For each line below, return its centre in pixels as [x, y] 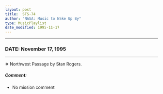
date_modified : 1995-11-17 [32, 28]
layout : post [18, 9]
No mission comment [33, 87]
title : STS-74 [20, 14]
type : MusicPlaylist [26, 23]
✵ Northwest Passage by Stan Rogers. [43, 64]
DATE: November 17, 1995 [36, 49]
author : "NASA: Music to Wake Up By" [43, 18]
